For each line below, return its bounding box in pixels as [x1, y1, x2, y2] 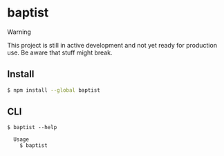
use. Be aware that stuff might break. [7, 48, 113, 57]
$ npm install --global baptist [7, 86, 100, 94]
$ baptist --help [7, 124, 57, 131]
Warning [7, 28, 31, 36]
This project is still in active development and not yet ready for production [7, 41, 218, 49]
